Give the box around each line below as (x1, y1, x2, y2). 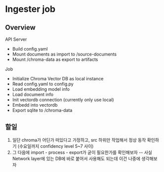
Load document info (12, 92, 53, 97)
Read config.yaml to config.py (12, 81, 74, 87)
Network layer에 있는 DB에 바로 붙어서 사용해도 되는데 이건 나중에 (12, 155, 141, 162)
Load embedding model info (12, 86, 70, 92)
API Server (5, 36, 27, 42)
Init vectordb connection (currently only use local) (12, 97, 115, 103)
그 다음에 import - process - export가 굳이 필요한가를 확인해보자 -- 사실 (12, 149, 152, 155)
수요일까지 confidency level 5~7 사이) (19, 143, 94, 149)
